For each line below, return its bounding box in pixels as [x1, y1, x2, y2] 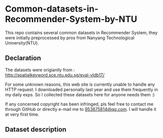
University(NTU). [5, 40, 39, 46]
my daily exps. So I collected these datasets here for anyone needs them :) [5, 92, 155, 97]
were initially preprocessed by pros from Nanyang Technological [5, 35, 135, 41]
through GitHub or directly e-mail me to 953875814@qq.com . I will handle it [5, 106, 157, 112]
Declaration [5, 54, 41, 62]
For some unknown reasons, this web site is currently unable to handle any [5, 81, 155, 87]
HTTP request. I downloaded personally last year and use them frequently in [5, 86, 158, 92]
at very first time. [5, 111, 39, 117]
